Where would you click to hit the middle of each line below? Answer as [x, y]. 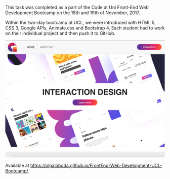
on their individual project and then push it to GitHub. [60, 33]
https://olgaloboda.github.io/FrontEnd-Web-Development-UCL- [96, 166]
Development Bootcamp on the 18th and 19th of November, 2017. [73, 13]
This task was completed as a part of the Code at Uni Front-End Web [77, 7]
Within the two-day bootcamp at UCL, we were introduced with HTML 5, [80, 23]
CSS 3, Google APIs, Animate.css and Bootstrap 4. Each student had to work [85, 28]
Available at [17, 166]
